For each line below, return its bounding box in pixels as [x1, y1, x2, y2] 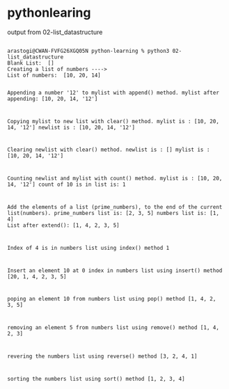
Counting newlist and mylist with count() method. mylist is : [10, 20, [7, 175, 223, 182]
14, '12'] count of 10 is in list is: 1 [7, 181, 127, 189]
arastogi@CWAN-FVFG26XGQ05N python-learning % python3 [7, 47, 170, 54]
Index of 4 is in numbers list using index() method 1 [7, 244, 170, 251]
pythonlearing [7, 5, 91, 21]
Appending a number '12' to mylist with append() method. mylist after [7, 89, 219, 96]
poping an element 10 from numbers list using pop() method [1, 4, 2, [7, 296, 216, 303]
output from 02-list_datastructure [7, 28, 103, 36]
